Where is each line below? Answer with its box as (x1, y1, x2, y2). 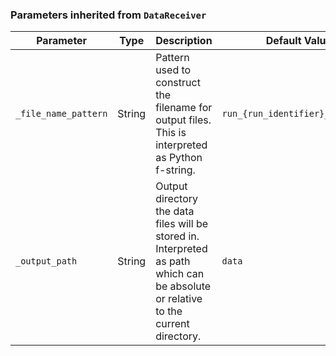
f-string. (155, 163, 196, 177)
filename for (155, 101, 213, 115)
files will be (155, 217, 209, 231)
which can (155, 267, 205, 281)
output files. (155, 113, 212, 127)
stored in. (155, 229, 200, 243)
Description (155, 34, 213, 48)
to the (155, 304, 183, 318)
